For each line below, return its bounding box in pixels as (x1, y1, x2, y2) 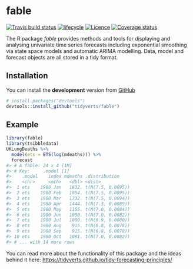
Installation (6, 71, 48, 81)
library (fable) (6, 135, 44, 141)
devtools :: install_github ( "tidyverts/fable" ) (6, 103, 119, 109)
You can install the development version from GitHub (6, 87, 135, 94)
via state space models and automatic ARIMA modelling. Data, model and (6, 47, 184, 54)
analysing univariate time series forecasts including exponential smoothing (6, 41, 187, 48)
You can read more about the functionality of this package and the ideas (6, 250, 181, 257)
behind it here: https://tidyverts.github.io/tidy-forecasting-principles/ (6, 256, 172, 263)
